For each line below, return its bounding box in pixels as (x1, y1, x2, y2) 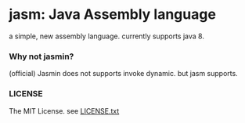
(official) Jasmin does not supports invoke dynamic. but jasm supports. (9, 69, 238, 78)
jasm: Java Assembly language (9, 5, 216, 24)
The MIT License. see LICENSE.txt (9, 106, 120, 115)
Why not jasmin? (9, 51, 74, 62)
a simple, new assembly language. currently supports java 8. (9, 31, 204, 41)
